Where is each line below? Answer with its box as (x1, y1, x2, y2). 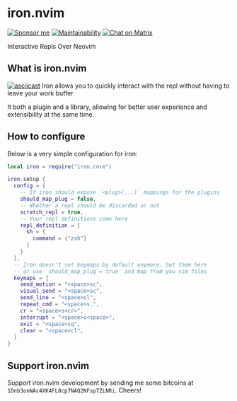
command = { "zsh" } (33, 235, 87, 242)
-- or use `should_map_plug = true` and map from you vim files (13, 267, 207, 275)
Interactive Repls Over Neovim (7, 42, 96, 50)
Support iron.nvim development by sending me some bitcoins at (7, 378, 194, 387)
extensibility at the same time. (7, 110, 95, 118)
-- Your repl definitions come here (20, 215, 129, 222)
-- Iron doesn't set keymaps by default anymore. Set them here (13, 261, 207, 268)
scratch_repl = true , (20, 209, 83, 216)
